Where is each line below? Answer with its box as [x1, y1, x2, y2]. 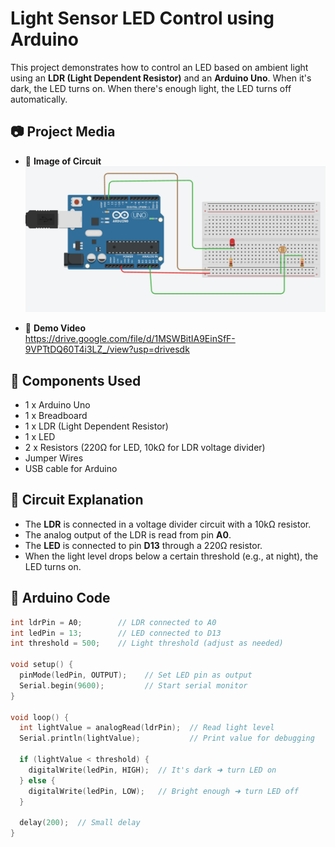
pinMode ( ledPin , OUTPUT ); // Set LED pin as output [19, 670, 253, 681]
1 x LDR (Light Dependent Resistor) [24, 420, 169, 432]
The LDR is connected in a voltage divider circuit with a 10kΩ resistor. [24, 518, 312, 530]
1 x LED [24, 431, 56, 443]
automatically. [10, 93, 68, 105]
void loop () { [10, 712, 70, 722]
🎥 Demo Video [24, 322, 87, 334]
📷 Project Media [10, 123, 116, 141]
